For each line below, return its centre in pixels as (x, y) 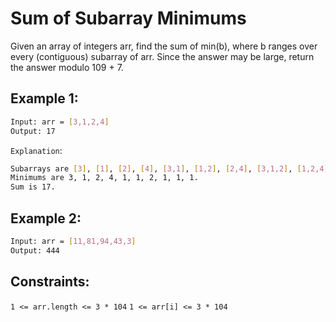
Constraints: (50, 282)
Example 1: (44, 98)
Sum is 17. (33, 187)
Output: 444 (35, 250)
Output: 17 (33, 131)
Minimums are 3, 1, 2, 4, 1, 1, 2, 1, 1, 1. (104, 178)
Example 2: (46, 218)
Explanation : (36, 150)
